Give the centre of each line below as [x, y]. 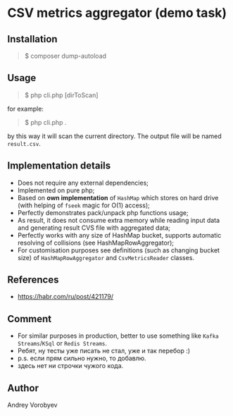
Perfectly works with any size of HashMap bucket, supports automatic [119, 235]
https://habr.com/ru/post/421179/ [65, 297]
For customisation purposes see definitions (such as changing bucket [119, 250]
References [33, 280]
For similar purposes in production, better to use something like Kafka [118, 336]
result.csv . [24, 143]
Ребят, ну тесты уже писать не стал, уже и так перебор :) [104, 351]
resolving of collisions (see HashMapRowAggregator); [96, 243]
